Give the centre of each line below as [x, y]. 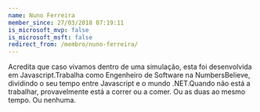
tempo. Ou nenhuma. [42, 100]
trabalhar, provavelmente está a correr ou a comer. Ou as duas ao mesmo [127, 92]
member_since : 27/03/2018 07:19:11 [66, 23]
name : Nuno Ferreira [42, 15]
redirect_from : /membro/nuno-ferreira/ [73, 45]
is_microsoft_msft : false [50, 37]
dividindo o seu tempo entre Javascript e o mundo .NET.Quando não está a [129, 84]
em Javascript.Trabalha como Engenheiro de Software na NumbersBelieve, [129, 75]
